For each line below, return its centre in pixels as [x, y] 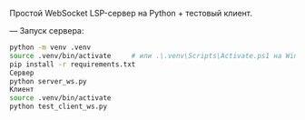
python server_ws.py [49, 81]
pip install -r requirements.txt [73, 64]
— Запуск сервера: [47, 30]
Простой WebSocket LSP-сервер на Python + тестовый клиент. [131, 13]
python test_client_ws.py [58, 107]
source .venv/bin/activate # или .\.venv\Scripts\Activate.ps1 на [146, 55]
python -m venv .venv [50, 47]
